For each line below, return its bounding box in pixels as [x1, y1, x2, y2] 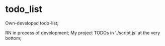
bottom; [5, 35, 22, 41]
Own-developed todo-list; [5, 20, 59, 26]
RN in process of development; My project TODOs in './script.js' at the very [5, 29, 160, 35]
